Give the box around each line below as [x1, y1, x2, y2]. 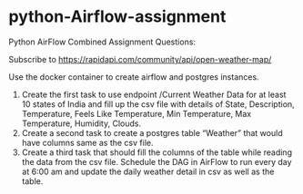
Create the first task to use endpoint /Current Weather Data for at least [21, 89, 287, 100]
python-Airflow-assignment [8, 6, 227, 27]
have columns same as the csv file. [21, 137, 154, 148]
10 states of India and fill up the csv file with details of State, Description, [21, 98, 295, 110]
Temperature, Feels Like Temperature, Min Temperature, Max [21, 108, 252, 119]
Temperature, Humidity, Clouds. [21, 118, 142, 129]
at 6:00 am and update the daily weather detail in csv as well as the [21, 166, 275, 177]
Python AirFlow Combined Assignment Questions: [8, 36, 197, 47]
